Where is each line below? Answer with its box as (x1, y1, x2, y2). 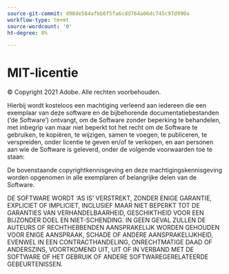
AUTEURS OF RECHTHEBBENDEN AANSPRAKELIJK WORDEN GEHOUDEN (7, 224, 220, 232)
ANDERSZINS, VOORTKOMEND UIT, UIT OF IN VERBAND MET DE (7, 246, 195, 254)
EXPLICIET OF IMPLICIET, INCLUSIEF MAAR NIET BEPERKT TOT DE (7, 202, 200, 210)
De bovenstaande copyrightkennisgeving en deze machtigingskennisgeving (7, 166, 223, 175)
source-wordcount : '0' (7, 23, 72, 30)
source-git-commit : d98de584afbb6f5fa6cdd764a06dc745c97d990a (7, 10, 190, 17)
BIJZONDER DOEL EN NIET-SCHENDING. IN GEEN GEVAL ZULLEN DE (7, 216, 206, 224)
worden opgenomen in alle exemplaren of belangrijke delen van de (7, 173, 197, 182)
